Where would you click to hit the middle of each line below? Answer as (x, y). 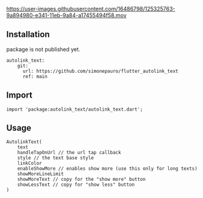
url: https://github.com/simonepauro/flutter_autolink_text (100, 71)
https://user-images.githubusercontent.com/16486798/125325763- (91, 9)
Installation (28, 35)
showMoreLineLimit (41, 174)
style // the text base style (56, 158)
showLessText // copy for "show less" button (76, 185)
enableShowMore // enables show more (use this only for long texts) (108, 169)
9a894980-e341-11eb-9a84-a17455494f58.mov (66, 15)
